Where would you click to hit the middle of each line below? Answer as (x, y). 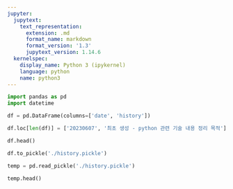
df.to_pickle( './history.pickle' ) (57, 153)
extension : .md (48, 33)
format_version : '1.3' (58, 46)
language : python (45, 71)
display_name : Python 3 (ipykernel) (73, 65)
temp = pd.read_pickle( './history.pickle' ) (71, 166)
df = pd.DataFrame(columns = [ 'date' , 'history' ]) (79, 116)
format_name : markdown (58, 39)
